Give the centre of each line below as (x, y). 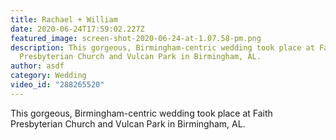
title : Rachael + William (64, 19)
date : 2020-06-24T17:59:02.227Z (77, 29)
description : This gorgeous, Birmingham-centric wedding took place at (162, 47)
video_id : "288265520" (57, 85)
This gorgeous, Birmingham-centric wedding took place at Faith (141, 113)
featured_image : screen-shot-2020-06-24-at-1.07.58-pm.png (136, 38)
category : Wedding (48, 76)
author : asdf (37, 66)
